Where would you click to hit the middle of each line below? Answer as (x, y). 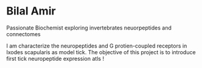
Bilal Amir (31, 11)
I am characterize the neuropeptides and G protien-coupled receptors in (97, 46)
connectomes (23, 34)
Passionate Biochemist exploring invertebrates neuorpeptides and (89, 28)
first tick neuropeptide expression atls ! (55, 58)
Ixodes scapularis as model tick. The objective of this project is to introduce (101, 52)
